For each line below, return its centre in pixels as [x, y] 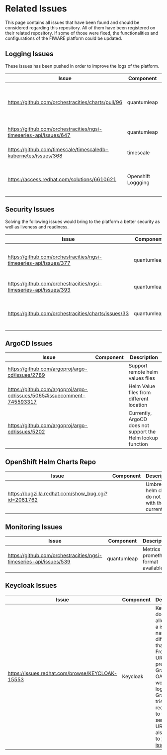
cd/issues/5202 [26, 432]
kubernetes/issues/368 [35, 156]
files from [140, 393]
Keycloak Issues [31, 586]
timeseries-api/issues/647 [39, 135]
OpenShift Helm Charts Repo [50, 462]
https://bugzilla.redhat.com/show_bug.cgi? [58, 494]
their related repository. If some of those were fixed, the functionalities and [82, 33]
